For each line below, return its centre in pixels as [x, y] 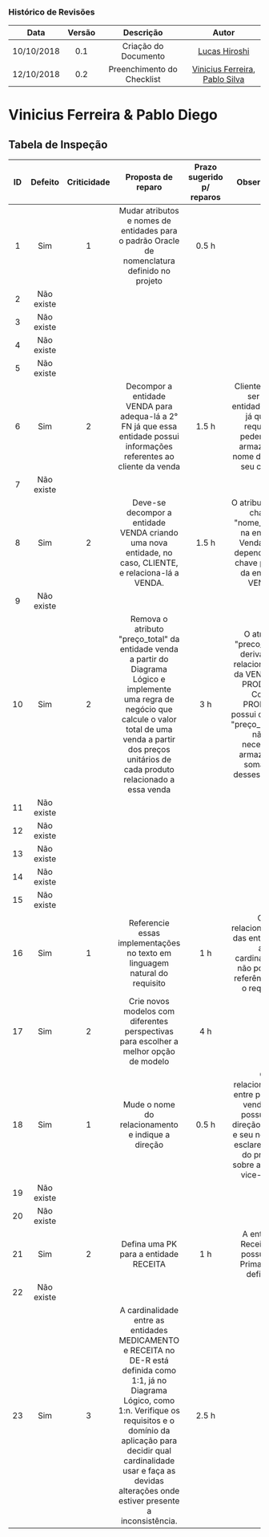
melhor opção [149, 1051]
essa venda [149, 790]
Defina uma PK [149, 1244]
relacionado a [149, 779]
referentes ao [149, 457]
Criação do [143, 47]
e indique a [149, 1135]
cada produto [149, 770]
